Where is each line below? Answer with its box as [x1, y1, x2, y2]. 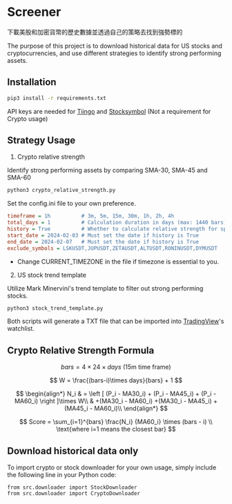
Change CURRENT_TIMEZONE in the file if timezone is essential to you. [17, 257, 220, 266]
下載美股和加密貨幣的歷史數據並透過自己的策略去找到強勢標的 [7, 28, 183, 36]
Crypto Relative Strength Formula [7, 345, 155, 356]
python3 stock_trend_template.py [7, 304, 104, 311]
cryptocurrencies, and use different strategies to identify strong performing [7, 49, 222, 57]
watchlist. [7, 324, 35, 333]
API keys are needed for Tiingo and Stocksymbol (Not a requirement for [7, 107, 211, 115]
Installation [7, 77, 57, 88]
